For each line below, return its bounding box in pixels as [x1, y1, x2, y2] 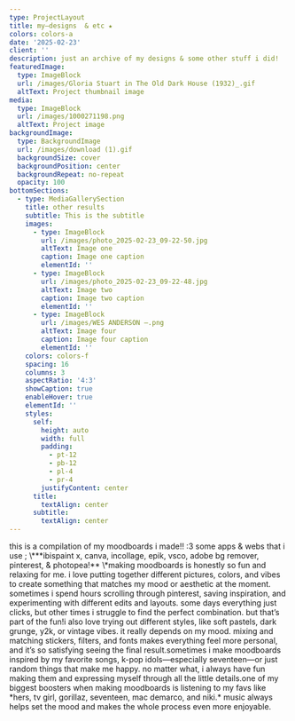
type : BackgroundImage [17, 137, 101, 146]
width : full [41, 434, 86, 443]
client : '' [9, 46, 50, 55]
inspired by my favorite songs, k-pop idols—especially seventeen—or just [9, 654, 278, 664]
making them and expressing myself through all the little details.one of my [9, 673, 279, 684]
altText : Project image [17, 121, 105, 130]
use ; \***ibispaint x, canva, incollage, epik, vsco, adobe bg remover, [9, 551, 260, 560]
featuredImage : [9, 63, 66, 72]
